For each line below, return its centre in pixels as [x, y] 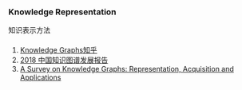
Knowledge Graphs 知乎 [58, 49]
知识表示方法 [29, 30]
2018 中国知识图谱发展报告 [64, 60]
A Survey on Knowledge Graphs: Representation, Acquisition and [127, 68]
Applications [40, 77]
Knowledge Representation [63, 12]
